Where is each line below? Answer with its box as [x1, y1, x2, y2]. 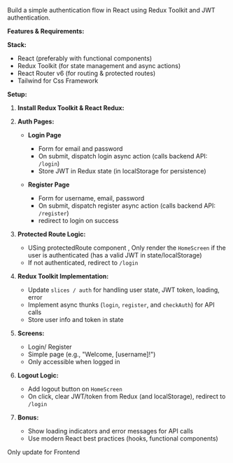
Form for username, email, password [38, 194, 145, 202]
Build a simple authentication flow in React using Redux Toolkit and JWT [7, 6, 216, 14]
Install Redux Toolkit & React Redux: [17, 104, 125, 112]
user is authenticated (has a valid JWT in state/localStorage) [27, 251, 202, 259]
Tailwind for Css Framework [17, 76, 99, 85]
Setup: [7, 90, 27, 98]
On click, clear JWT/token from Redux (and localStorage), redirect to [27, 392, 226, 401]
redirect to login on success [38, 217, 119, 224]
